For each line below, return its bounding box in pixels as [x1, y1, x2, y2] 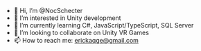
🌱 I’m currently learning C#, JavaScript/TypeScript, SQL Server [13, 21, 194, 29]
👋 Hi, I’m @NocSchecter [13, 7, 83, 14]
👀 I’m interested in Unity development [13, 14, 121, 22]
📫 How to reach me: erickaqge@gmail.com [13, 37, 139, 44]
